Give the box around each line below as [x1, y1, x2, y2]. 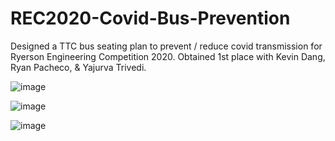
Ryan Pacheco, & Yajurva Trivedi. [10, 61, 147, 73]
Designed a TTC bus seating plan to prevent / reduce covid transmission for [10, 40, 323, 52]
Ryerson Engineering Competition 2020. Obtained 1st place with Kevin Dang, [10, 50, 326, 62]
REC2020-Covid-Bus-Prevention [10, 7, 291, 30]
